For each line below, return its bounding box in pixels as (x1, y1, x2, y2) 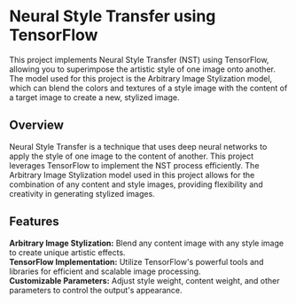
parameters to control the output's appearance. (9, 285, 183, 295)
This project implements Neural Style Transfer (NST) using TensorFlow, (9, 54, 269, 65)
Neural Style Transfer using (9, 6, 216, 27)
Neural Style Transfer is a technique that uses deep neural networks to (9, 141, 268, 152)
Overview (9, 118, 65, 133)
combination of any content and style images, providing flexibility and (9, 179, 263, 190)
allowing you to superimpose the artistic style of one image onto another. (9, 64, 277, 74)
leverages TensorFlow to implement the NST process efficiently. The (9, 160, 260, 170)
